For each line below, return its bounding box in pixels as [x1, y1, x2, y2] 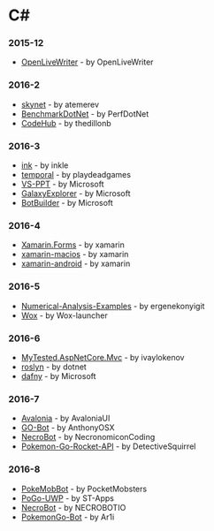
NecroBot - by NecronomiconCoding [20, 432, 156, 443]
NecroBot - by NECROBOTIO [20, 502, 126, 512]
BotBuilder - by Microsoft [20, 198, 114, 209]
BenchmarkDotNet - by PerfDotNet [20, 108, 149, 119]
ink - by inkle [20, 160, 69, 171]
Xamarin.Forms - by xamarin [20, 239, 126, 250]
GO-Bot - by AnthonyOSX [20, 422, 116, 433]
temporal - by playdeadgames [20, 170, 132, 180]
